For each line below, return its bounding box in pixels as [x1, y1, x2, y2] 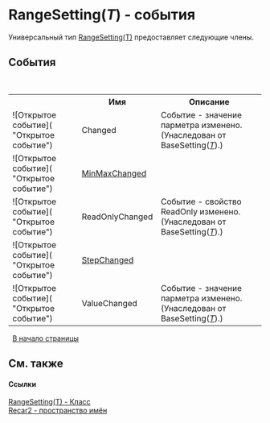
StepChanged [81, 254, 134, 265]
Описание [188, 96, 230, 107]
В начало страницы [11, 333, 79, 343]
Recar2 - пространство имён [8, 405, 108, 416]
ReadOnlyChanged [81, 211, 153, 222]
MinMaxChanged [81, 168, 147, 179]
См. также [8, 357, 64, 371]
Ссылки [8, 379, 37, 388]
